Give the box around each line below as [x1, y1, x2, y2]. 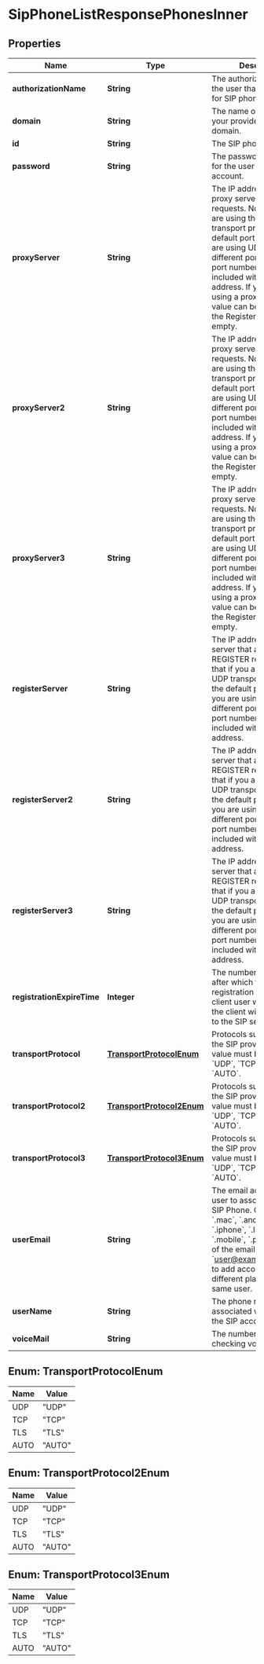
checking [211, 1338, 246, 1349]
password [12, 161, 50, 171]
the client [211, 1006, 246, 1017]
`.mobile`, [211, 1234, 246, 1244]
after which [211, 977, 254, 988]
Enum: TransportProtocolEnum [8, 1365, 163, 1378]
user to [211, 1195, 238, 1205]
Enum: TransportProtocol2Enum [8, 1467, 170, 1480]
